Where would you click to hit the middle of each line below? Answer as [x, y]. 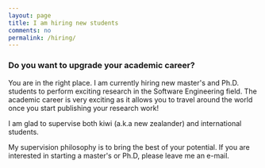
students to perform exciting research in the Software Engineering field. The [133, 91]
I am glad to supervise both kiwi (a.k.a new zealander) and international [125, 123]
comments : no [30, 30]
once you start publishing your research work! [84, 108]
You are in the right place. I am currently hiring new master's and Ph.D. [124, 82]
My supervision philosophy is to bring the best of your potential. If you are [129, 147]
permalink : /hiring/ [42, 38]
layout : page [30, 15]
